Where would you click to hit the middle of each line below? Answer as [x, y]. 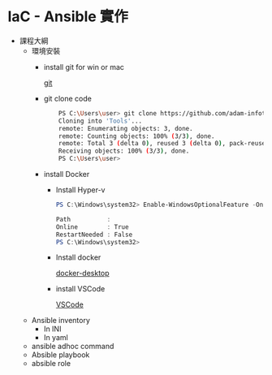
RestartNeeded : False [94, 235]
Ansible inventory [61, 321]
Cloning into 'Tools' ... [101, 121]
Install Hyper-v [80, 190]
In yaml [56, 338]
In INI [52, 329]
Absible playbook [60, 355]
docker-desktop [83, 274]
